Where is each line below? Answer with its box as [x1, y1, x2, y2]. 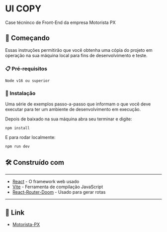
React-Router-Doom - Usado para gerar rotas [12, 189, 106, 195]
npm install [5, 125, 30, 131]
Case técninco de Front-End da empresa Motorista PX [5, 19, 116, 25]
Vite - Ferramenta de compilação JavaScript [12, 184, 103, 190]
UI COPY [5, 3, 41, 14]
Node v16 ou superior [5, 78, 50, 84]
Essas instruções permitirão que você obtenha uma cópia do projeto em [5, 47, 153, 53]
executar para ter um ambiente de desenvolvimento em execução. [5, 107, 141, 113]
